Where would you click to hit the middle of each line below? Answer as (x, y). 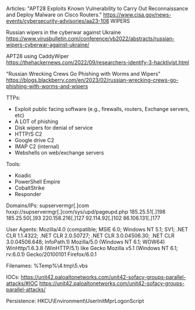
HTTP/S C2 (28, 134)
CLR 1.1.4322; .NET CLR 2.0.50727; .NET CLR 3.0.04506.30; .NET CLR (90, 235)
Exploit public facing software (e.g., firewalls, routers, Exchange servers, (102, 109)
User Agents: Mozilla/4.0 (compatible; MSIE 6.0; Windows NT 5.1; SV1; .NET (97, 229)
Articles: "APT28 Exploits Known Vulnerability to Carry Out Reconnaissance (97, 9)
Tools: (13, 164)
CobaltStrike (30, 188)
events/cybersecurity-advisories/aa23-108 (58, 21)
